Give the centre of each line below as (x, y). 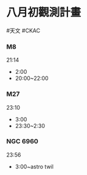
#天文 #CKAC (23, 30)
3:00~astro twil (34, 166)
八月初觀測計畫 (44, 12)
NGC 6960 (22, 141)
